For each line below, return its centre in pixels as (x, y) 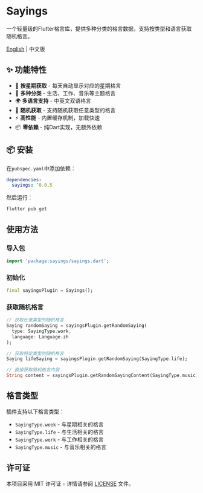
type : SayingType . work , (41, 331)
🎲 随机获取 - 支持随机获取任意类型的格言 (65, 110)
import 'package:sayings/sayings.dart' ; (58, 261)
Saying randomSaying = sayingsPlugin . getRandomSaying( (77, 326)
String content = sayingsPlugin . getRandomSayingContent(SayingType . (94, 376)
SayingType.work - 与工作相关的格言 (59, 439)
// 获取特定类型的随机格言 (35, 353)
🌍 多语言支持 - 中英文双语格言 (53, 100)
